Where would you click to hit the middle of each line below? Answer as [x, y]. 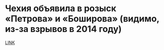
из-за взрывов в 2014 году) [63, 29]
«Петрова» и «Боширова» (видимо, [82, 19]
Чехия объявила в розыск [61, 8]
